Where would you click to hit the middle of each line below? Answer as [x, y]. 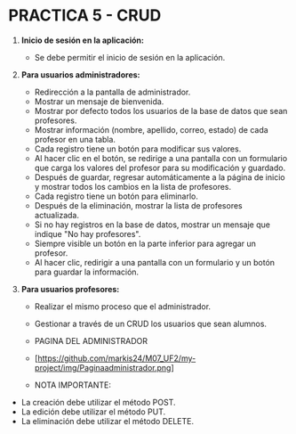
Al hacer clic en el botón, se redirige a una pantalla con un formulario [161, 158]
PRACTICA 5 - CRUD [85, 16]
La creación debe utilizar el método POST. [98, 402]
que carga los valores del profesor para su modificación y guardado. [160, 168]
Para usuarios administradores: [80, 74]
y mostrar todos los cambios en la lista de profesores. [133, 186]
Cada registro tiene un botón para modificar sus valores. [138, 149]
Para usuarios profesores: [70, 289]
